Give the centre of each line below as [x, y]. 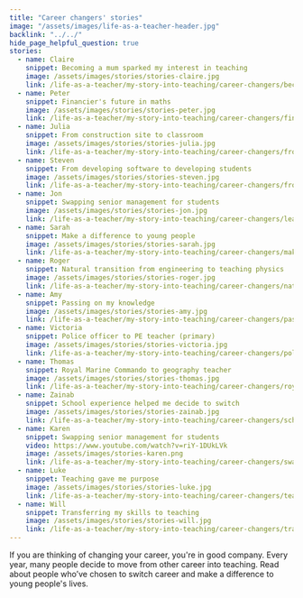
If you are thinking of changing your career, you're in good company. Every [149, 555]
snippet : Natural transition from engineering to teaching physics [155, 270]
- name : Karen [44, 428]
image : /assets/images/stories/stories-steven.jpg [123, 177]
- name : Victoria [50, 328]
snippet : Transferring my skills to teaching [113, 512]
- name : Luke [42, 471]
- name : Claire [46, 60]
